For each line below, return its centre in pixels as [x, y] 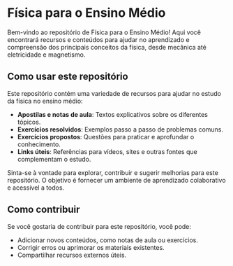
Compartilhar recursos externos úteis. [72, 255]
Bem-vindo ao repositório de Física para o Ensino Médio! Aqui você [104, 32]
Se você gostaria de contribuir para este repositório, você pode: [99, 226]
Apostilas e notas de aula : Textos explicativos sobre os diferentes [112, 114]
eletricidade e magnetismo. [46, 55]
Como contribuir [44, 210]
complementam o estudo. [54, 159]
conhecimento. [39, 144]
